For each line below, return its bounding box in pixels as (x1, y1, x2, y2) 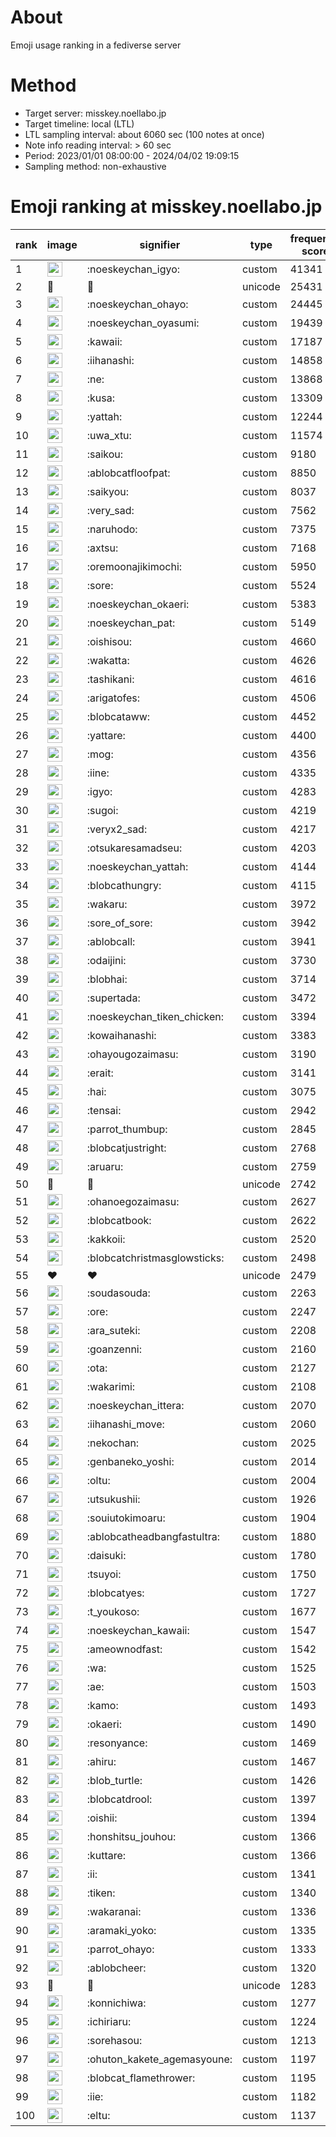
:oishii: (86, 1811, 118, 1825)
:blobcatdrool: (86, 1792, 153, 1806)
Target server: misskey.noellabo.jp (24, 107, 167, 119)
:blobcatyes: (86, 1586, 145, 1600)
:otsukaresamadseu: (86, 841, 183, 855)
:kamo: (86, 1698, 119, 1712)
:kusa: (86, 391, 115, 405)
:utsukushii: (86, 1492, 141, 1506)
